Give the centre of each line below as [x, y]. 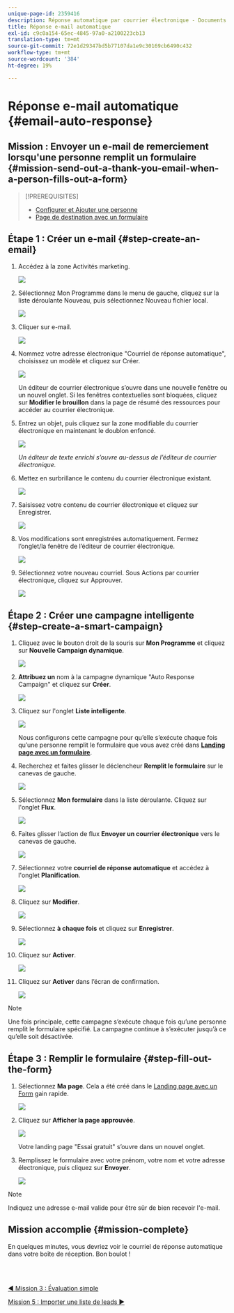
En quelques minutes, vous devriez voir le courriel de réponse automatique [116, 1246]
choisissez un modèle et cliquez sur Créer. [79, 361]
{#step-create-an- [159, 239]
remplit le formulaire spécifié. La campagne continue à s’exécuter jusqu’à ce [117, 1029]
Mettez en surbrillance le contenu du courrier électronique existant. [115, 478]
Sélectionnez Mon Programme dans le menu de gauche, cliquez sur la [118, 293]
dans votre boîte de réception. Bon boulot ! [69, 1254]
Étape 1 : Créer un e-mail [62, 239]
